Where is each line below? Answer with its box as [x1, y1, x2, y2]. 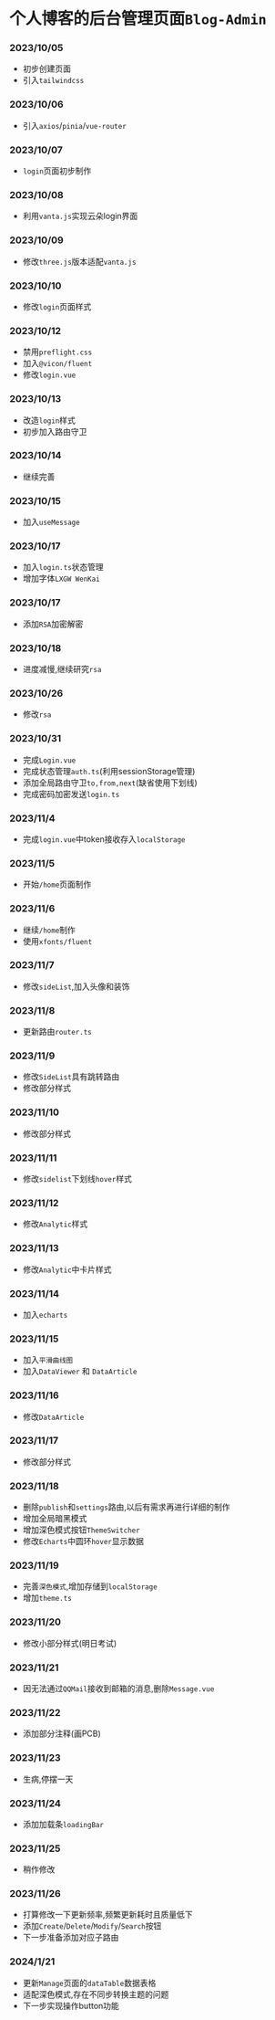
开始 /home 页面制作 [22, 878, 92, 890]
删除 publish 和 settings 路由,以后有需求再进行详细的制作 [22, 1501, 230, 1512]
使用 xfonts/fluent [22, 935, 93, 946]
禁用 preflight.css [22, 346, 93, 357]
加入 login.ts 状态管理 [22, 562, 105, 573]
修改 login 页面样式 [22, 300, 92, 311]
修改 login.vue [22, 369, 76, 380]
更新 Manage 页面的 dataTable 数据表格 [22, 1977, 157, 1988]
